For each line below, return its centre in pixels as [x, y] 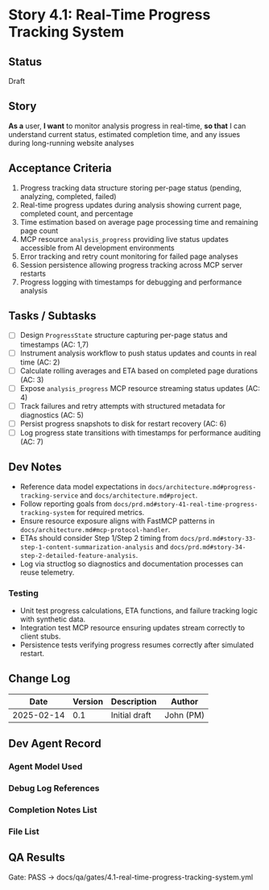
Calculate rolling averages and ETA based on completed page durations [139, 370]
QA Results [37, 857]
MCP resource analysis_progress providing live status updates [124, 239]
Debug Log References [54, 788]
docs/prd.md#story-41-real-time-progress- [186, 504]
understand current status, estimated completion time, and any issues [124, 134]
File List [24, 831]
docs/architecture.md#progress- [202, 487]
